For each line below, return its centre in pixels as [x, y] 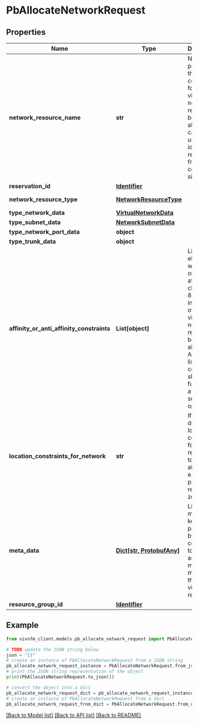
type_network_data [37, 213]
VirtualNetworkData [145, 213]
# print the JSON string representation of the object [75, 671]
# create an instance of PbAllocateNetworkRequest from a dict [85, 699]
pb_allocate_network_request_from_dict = [58, 704]
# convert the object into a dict [49, 687]
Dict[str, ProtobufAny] [148, 551]
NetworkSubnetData [145, 222]
